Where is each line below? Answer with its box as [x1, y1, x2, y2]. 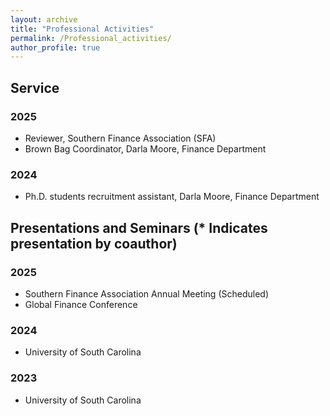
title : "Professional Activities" [10, 24, 155, 34]
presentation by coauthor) [10, 235, 178, 252]
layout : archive [10, 14, 78, 25]
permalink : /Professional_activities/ [10, 33, 172, 43]
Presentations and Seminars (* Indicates [10, 219, 268, 236]
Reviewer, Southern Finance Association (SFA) [24, 132, 217, 144]
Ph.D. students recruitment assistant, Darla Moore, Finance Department [24, 191, 320, 203]
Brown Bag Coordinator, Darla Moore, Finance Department [24, 142, 267, 155]
